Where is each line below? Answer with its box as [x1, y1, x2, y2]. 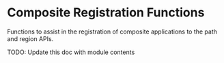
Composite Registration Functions [7, 5, 205, 21]
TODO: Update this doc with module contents [7, 48, 135, 56]
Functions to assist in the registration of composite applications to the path [7, 27, 217, 36]
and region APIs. [7, 34, 54, 42]
